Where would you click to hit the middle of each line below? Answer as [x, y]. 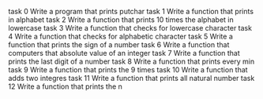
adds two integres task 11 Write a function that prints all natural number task [131, 78]
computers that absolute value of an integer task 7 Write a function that [124, 53]
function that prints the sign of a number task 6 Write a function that [119, 45]
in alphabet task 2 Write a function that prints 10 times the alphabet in [121, 20]
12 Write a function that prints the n [65, 86]
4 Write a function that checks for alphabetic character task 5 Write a [120, 36]
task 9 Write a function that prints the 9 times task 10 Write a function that [128, 70]
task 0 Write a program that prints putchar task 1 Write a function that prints [131, 11]
